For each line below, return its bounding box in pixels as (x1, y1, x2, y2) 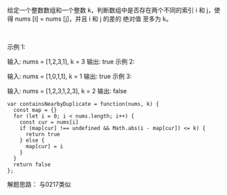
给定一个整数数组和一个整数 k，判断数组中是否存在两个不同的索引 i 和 (7, 6, 206, 14)
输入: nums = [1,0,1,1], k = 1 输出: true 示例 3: (7, 72, 132, 80)
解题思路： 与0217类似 (7, 180, 71, 188)
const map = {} (13, 106, 57, 113)
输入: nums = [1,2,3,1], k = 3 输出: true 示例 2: (7, 57, 135, 66)
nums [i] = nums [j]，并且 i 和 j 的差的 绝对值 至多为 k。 (15, 15, 172, 23)
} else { (19, 137, 45, 144)
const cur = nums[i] (19, 119, 79, 126)
